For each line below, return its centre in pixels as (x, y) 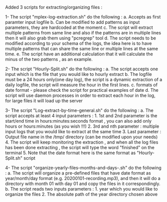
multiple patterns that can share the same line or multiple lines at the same (82, 49)
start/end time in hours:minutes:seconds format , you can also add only (79, 121)
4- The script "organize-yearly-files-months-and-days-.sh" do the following (83, 168)
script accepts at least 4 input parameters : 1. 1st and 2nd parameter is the (81, 116)
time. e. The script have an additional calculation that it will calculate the (79, 54)
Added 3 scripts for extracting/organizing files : (54, 7)
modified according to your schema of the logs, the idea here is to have (79, 43)
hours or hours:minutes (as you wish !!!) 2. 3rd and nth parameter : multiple (82, 126)
